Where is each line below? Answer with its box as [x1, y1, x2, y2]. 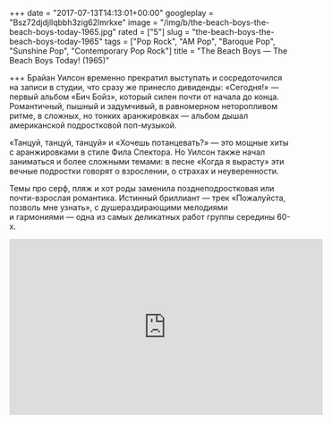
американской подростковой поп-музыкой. [9, 120, 177, 131]
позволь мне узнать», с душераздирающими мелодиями [9, 202, 228, 213]
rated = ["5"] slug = [117, 27, 191, 37]
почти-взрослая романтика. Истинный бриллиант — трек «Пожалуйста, [9, 192, 286, 203]
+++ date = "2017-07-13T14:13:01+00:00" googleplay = [9, 8, 215, 18]
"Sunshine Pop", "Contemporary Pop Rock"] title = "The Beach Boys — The [9, 46, 288, 56]
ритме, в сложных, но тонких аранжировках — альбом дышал [9, 111, 249, 121]
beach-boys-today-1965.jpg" [9, 27, 116, 37]
